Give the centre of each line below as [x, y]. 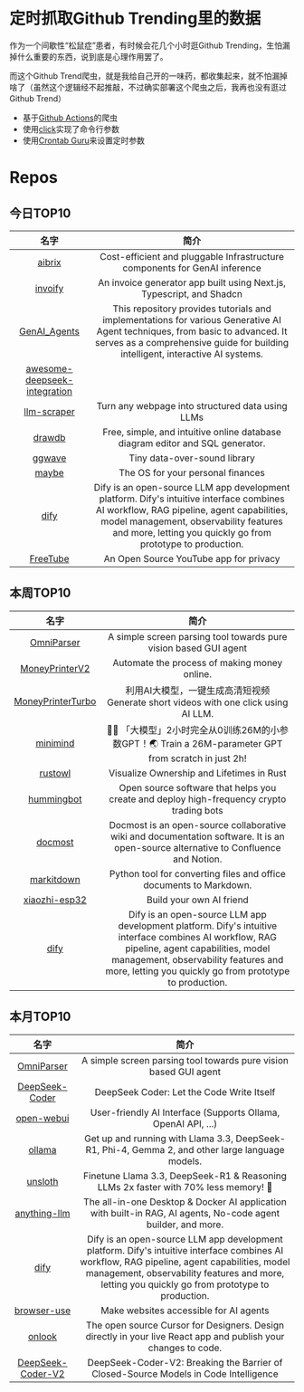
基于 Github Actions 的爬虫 [70, 118]
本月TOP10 [40, 1017]
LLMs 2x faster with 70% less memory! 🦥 [185, 1187]
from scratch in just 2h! [197, 758]
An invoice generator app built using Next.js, [192, 282]
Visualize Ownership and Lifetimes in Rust [197, 773]
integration [49, 391]
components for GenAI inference [192, 268]
